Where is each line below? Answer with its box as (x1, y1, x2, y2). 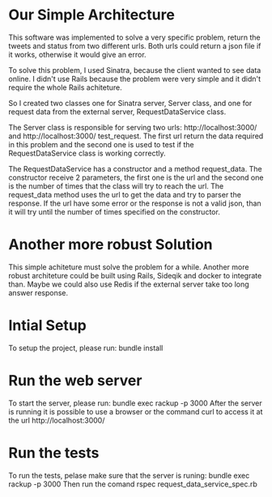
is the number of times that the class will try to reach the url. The (8, 181, 224, 191)
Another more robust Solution (8, 236, 213, 254)
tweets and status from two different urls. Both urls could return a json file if (8, 40, 261, 50)
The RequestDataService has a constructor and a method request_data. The (8, 164, 262, 173)
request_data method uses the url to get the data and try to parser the (8, 189, 241, 199)
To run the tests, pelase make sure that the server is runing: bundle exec (8, 470, 250, 480)
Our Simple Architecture (8, 6, 176, 24)
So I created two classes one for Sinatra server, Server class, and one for (8, 98, 253, 108)
